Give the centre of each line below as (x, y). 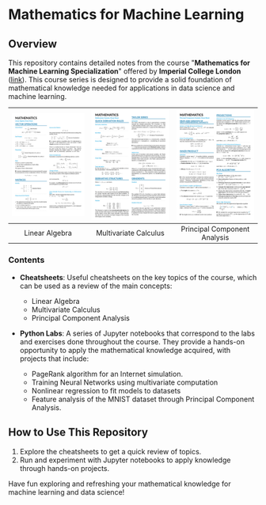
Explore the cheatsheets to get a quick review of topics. (110, 451)
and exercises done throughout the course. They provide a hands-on (132, 341)
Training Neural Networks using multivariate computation (125, 382)
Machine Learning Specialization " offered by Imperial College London (125, 71)
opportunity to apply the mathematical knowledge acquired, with (125, 350)
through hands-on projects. (65, 468)
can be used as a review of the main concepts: (96, 286)
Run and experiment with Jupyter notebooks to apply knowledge (125, 460)
